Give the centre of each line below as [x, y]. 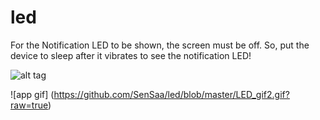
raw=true [29, 105]
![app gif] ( [32, 94]
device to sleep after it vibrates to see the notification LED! [131, 55]
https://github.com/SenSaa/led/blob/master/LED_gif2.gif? [171, 94]
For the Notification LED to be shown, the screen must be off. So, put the [160, 45]
